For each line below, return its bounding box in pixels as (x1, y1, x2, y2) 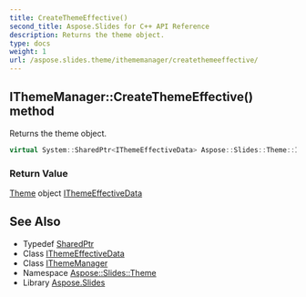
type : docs (9, 38, 51, 48)
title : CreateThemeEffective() (9, 13, 128, 23)
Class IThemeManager (22, 257, 108, 269)
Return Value (9, 167, 68, 179)
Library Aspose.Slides (22, 277, 106, 288)
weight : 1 (9, 47, 47, 56)
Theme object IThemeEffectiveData (9, 188, 143, 199)
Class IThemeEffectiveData (22, 248, 125, 259)
